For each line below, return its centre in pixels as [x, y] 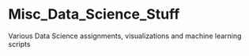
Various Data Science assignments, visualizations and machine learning [125, 36]
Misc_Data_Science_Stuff [94, 14]
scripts [19, 44]
